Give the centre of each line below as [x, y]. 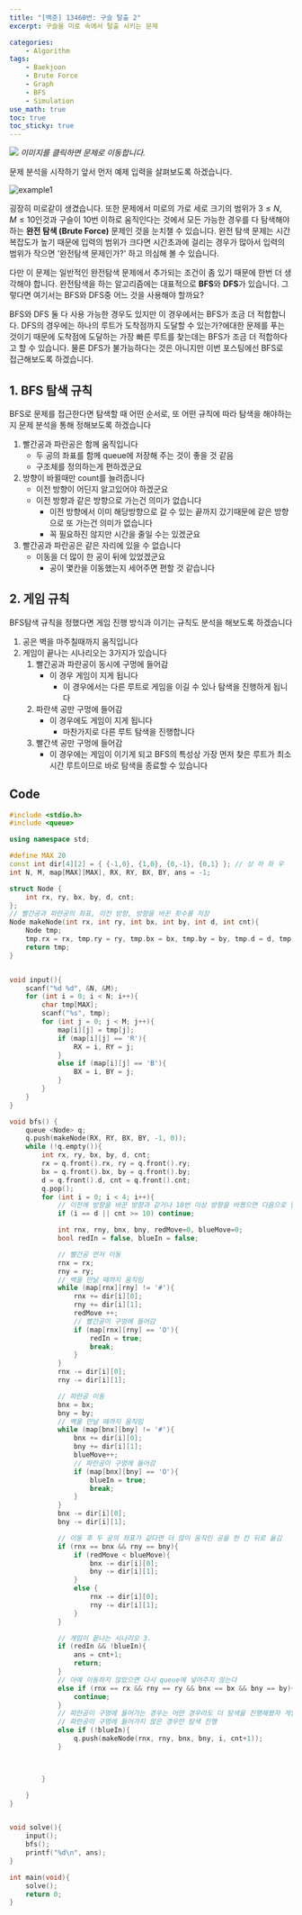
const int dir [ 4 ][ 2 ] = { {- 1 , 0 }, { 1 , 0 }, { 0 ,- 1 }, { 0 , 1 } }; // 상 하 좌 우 [147, 864]
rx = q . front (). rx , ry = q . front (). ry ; [116, 1164]
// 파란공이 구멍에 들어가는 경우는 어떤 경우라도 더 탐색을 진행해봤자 [169, 1713]
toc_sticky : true [42, 126]
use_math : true [38, 109]
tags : [19, 59]
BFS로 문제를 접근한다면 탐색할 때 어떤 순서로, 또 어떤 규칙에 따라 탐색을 [135, 413]
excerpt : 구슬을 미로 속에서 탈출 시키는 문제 [84, 26]
